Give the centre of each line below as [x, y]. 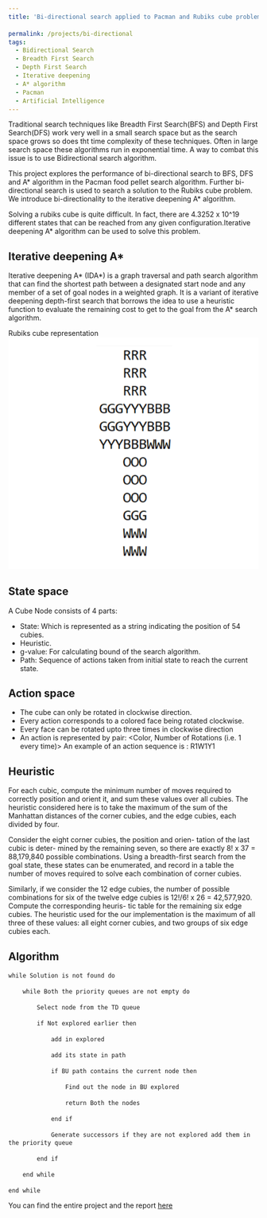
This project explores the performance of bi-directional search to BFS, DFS [131, 174]
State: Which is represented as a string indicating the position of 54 [130, 626]
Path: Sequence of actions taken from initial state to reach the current [133, 660]
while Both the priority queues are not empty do [106, 992]
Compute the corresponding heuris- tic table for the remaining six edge [125, 906]
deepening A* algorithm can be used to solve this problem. [104, 232]
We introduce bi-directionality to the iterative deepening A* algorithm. [122, 199]
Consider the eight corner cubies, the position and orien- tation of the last [129, 840]
